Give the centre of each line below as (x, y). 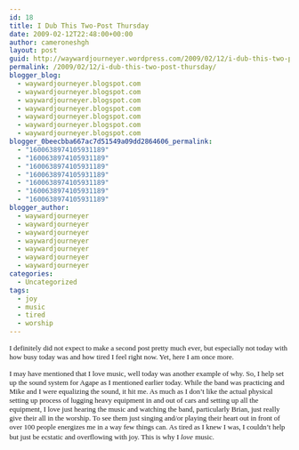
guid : (19, 59)
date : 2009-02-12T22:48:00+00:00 (71, 34)
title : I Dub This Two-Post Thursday (79, 26)
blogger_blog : (36, 76)
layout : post (33, 51)
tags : (19, 290)
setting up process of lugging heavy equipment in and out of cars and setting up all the (134, 400)
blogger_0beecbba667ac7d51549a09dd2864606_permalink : (111, 141)
